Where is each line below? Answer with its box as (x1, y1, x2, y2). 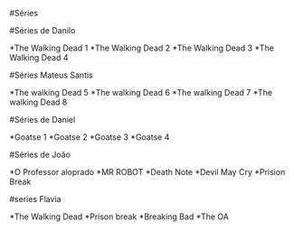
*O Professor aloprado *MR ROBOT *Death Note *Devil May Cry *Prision (9, 167, 286, 177)
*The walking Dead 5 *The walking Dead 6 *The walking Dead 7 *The (9, 88, 273, 97)
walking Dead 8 (9, 97, 68, 107)
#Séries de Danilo (9, 25, 76, 35)
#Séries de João (9, 149, 71, 160)
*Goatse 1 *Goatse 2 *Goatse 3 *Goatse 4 (9, 132, 170, 143)
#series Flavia (9, 194, 62, 204)
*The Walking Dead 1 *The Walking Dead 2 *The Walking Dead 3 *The (9, 42, 274, 53)
